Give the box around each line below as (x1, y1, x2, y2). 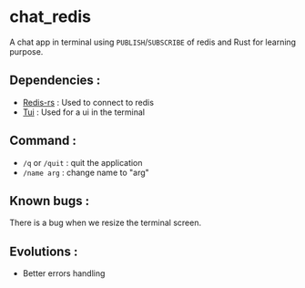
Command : (9, 133, 77, 149)
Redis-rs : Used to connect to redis (22, 97, 155, 108)
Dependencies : (9, 73, 101, 88)
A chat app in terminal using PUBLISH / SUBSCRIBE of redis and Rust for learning (9, 36, 297, 47)
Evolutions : (9, 243, 78, 259)
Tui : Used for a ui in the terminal (22, 107, 146, 118)
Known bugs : (9, 193, 89, 209)
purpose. (9, 46, 44, 57)
